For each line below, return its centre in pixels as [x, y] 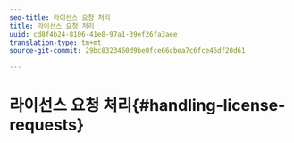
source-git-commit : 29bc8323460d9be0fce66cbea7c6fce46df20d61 [127, 51]
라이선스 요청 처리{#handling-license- [147, 106]
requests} [47, 125]
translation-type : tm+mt [55, 42]
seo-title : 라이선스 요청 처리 [60, 17]
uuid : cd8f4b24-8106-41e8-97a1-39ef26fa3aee [93, 34]
